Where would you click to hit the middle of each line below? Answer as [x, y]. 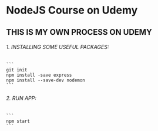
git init [17, 70]
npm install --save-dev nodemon [46, 80]
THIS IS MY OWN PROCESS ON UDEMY [79, 32]
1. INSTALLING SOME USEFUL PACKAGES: [58, 47]
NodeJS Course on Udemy [72, 10]
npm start [18, 121]
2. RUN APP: [21, 99]
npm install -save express [39, 75]
